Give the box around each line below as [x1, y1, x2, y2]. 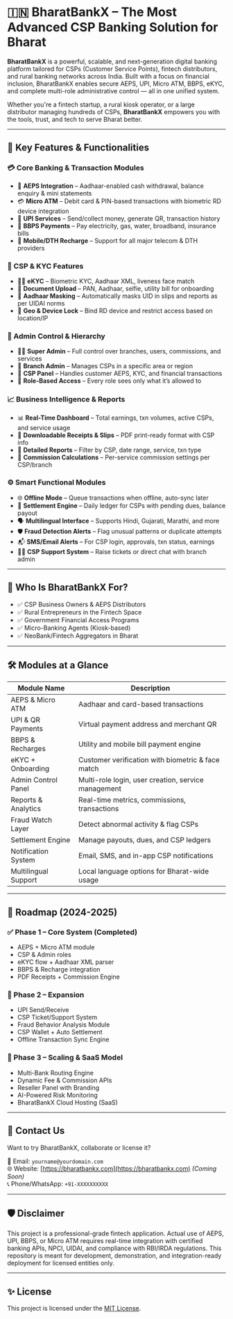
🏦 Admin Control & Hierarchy [7, 331, 105, 341]
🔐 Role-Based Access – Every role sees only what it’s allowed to [17, 377, 202, 385]
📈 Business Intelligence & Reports [7, 395, 126, 404]
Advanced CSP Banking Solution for [7, 19, 218, 35]
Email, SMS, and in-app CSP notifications [78, 851, 214, 860]
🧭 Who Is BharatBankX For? [7, 582, 128, 594]
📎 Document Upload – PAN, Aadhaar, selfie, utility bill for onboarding [17, 284, 214, 292]
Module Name [17, 684, 65, 693]
